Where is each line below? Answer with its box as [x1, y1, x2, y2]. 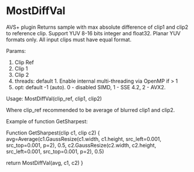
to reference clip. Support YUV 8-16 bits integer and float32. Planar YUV [6, 29, 181, 36]
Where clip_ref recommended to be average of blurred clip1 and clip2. [6, 106, 175, 113]
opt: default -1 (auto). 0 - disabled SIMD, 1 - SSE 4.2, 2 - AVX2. [14, 83, 166, 90]
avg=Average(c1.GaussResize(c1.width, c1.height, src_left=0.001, [6, 135, 162, 142]
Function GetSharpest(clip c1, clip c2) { [6, 129, 100, 136]
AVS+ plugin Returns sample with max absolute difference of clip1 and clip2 [6, 23, 189, 31]
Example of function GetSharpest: [6, 117, 88, 124]
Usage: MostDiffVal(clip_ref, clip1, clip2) [6, 95, 103, 102]
